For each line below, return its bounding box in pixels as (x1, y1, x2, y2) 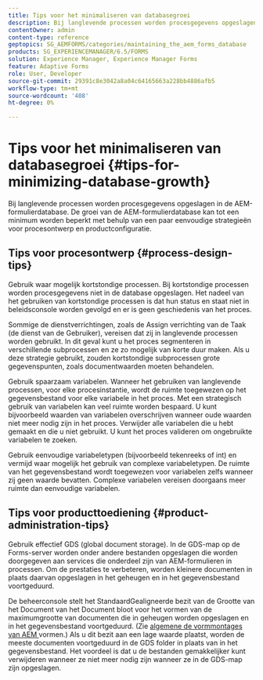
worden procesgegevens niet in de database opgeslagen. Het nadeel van (8, 288, 245, 297)
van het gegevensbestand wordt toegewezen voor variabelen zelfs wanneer (8, 467, 254, 476)
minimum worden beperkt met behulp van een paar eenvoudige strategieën (8, 216, 252, 225)
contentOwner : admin (8, 26, 76, 34)
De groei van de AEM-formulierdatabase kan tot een (70, 207, 240, 216)
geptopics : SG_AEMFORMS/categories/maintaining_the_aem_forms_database (8, 41, 247, 49)
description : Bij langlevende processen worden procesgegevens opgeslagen (8, 19, 258, 27)
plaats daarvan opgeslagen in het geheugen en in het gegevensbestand (8, 573, 240, 582)
